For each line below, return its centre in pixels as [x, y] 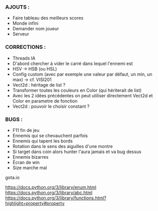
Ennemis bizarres [30, 157]
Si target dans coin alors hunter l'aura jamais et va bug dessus [77, 152]
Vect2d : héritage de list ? [39, 85]
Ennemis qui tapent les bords [42, 141]
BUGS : [14, 119]
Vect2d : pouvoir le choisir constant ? [51, 106]
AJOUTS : [18, 7]
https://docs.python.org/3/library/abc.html [49, 192]
